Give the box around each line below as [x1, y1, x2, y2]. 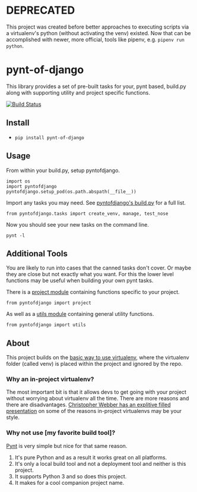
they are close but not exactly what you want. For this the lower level [6, 271, 174, 278]
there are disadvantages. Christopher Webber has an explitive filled [6, 401, 171, 408]
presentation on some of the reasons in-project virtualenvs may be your [6, 408, 182, 415]
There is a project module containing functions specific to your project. [6, 289, 180, 296]
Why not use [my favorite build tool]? [6, 429, 116, 437]
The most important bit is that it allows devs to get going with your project [6, 388, 187, 396]
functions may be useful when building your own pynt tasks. [6, 277, 154, 284]
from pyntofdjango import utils [6, 322, 86, 328]
